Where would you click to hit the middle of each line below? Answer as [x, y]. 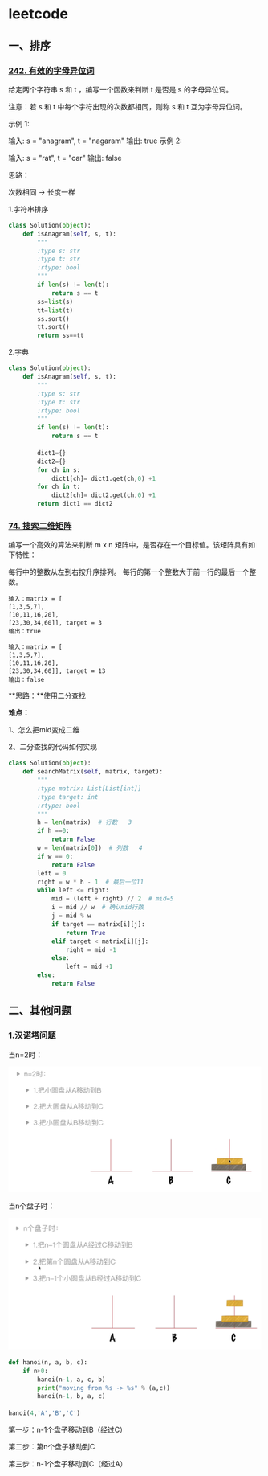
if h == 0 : [53, 831]
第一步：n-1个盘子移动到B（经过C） [67, 1430]
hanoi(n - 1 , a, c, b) [71, 1380]
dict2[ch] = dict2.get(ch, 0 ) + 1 [104, 495]
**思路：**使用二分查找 [47, 695]
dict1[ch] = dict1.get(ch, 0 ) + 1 [104, 478]
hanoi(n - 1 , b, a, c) [71, 1396]
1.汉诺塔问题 [32, 1035]
